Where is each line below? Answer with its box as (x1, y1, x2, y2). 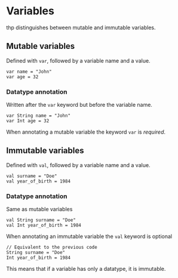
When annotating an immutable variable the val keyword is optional (6, 233, 172, 240)
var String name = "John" (6, 113, 70, 119)
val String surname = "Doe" (6, 217, 76, 223)
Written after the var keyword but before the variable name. (6, 101, 152, 109)
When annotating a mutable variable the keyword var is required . (6, 128, 166, 135)
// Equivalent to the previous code (6, 245, 97, 251)
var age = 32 (6, 73, 39, 80)
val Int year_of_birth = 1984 (6, 223, 82, 228)
